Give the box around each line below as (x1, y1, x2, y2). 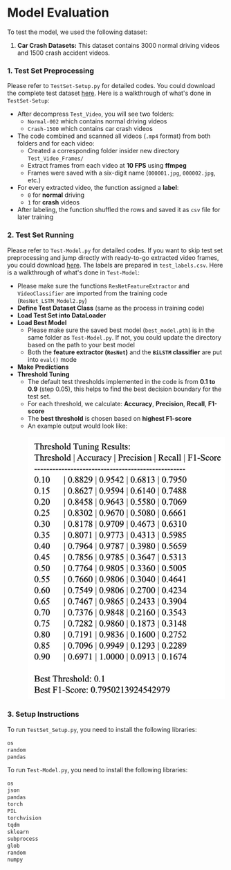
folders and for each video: (17, 139, 95, 148)
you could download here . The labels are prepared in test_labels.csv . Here (7, 261, 223, 269)
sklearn (7, 828, 30, 835)
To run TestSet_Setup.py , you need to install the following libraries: (7, 725, 197, 733)
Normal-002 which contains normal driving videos (27, 117, 167, 125)
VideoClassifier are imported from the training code (17, 289, 167, 297)
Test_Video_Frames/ (27, 155, 84, 162)
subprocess (7, 835, 39, 842)
